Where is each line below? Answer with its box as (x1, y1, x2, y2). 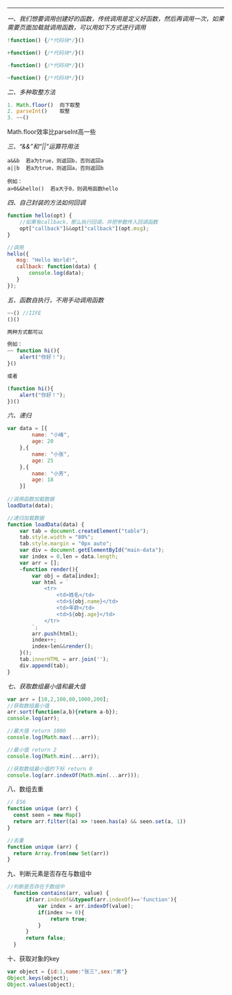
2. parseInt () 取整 (7, 108, 70, 115)
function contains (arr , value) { (13, 890, 109, 897)
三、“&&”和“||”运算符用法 (7, 142, 79, 151)
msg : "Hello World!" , (16, 257, 78, 264)
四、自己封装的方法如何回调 (7, 198, 86, 207)
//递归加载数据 (7, 514, 45, 521)
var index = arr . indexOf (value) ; (37, 902, 134, 909)
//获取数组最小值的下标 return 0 (7, 765, 93, 772)
